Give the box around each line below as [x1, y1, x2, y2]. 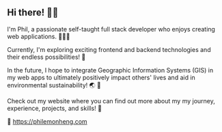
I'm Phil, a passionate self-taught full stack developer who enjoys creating [7, 25, 215, 33]
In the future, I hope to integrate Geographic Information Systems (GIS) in [7, 66, 214, 74]
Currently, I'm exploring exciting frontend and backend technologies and [7, 45, 211, 53]
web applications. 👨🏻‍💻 [7, 32, 70, 40]
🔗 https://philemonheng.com [7, 117, 87, 125]
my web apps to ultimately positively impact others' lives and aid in [7, 73, 196, 81]
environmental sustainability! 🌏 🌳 [7, 81, 101, 89]
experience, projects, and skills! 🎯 [7, 104, 102, 112]
